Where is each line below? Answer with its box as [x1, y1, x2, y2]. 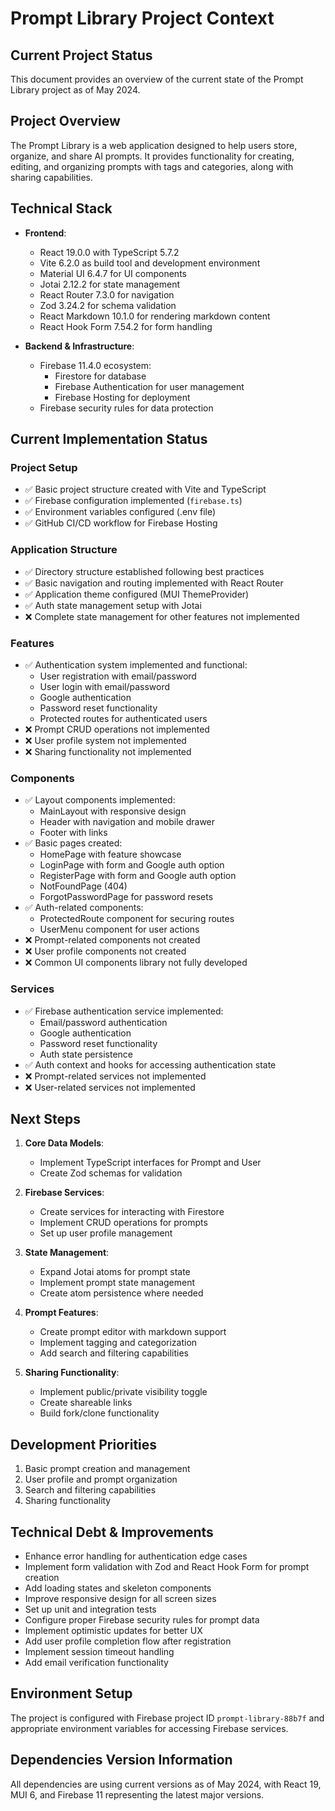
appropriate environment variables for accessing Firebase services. [10, 1722, 289, 1734]
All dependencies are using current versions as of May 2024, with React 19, [10, 1778, 322, 1790]
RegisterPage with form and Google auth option [39, 870, 237, 882]
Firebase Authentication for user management [54, 380, 245, 392]
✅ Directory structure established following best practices [24, 565, 265, 577]
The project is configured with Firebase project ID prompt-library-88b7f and [10, 1712, 325, 1724]
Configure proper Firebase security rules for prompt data [24, 1613, 260, 1626]
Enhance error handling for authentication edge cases [24, 1550, 248, 1562]
